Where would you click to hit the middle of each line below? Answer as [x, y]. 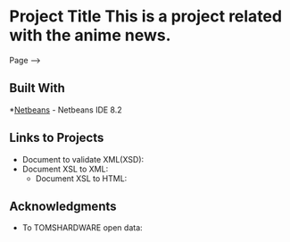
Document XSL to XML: [65, 169]
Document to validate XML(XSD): [83, 159]
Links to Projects [57, 138]
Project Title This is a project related [146, 17]
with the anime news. [90, 35]
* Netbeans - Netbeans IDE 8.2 [66, 110]
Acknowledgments [63, 206]
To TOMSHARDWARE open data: [82, 228]
